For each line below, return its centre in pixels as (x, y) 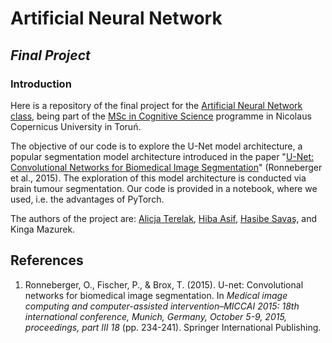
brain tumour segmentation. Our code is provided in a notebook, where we (164, 188)
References (47, 260)
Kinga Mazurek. (43, 229)
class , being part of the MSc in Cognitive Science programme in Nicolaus (161, 116)
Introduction (41, 84)
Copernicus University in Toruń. (76, 126)
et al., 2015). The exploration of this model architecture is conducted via (158, 178)
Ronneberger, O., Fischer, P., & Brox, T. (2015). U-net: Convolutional (164, 284)
